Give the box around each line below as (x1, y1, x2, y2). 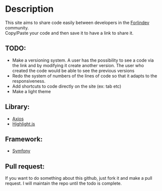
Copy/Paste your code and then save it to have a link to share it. (5, 30, 134, 36)
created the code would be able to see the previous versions (12, 68, 135, 73)
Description (5, 3, 54, 15)
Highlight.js (12, 121, 35, 127)
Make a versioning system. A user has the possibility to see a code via (12, 57, 154, 63)
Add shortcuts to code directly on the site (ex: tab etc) (12, 83, 121, 89)
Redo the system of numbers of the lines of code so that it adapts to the (12, 72, 158, 79)
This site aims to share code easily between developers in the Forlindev (5, 20, 150, 25)
